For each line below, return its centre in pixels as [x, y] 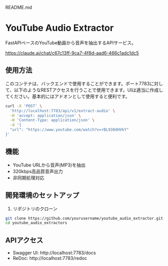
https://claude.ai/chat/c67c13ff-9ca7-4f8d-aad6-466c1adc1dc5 [72, 53]
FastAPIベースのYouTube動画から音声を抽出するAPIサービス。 [71, 42]
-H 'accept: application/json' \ [45, 115]
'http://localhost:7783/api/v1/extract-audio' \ [63, 111]
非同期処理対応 [28, 178]
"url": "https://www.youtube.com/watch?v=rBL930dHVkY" [69, 130]
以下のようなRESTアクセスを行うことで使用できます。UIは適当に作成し [89, 90]
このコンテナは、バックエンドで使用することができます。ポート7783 [77, 83]
